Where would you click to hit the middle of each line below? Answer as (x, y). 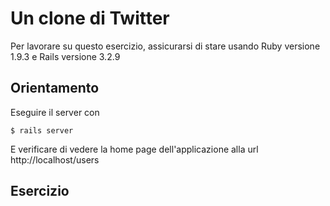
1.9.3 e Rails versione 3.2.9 (65, 56)
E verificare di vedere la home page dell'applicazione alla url (134, 149)
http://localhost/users (55, 159)
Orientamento (55, 88)
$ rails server (42, 130)
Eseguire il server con (55, 112)
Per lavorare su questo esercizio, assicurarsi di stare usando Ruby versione (165, 46)
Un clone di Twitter (90, 18)
